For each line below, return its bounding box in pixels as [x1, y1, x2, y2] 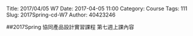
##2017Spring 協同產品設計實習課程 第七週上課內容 [6, 24, 134, 30]
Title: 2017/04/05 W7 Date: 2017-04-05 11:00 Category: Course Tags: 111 [6, 5, 188, 12]
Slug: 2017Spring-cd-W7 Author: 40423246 [6, 11, 116, 18]
